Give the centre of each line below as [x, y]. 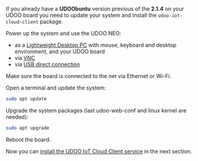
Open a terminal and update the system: [56, 88]
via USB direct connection [47, 64]
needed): [17, 117]
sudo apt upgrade [28, 128]
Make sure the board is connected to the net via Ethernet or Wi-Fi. [88, 76]
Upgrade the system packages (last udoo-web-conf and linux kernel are [96, 110]
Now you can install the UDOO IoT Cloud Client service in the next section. [99, 151]
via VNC [25, 58]
